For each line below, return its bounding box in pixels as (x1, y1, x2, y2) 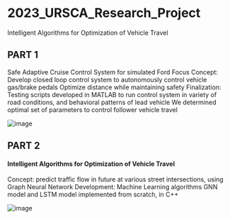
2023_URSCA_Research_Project (7, 5, 201, 21)
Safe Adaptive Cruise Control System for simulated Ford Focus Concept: (7, 67, 218, 76)
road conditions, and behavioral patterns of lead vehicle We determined (7, 98, 217, 106)
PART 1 (7, 49, 39, 61)
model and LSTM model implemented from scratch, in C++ (7, 190, 179, 199)
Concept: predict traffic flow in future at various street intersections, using (7, 175, 224, 184)
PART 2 (7, 140, 40, 152)
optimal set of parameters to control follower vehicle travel (7, 105, 178, 114)
